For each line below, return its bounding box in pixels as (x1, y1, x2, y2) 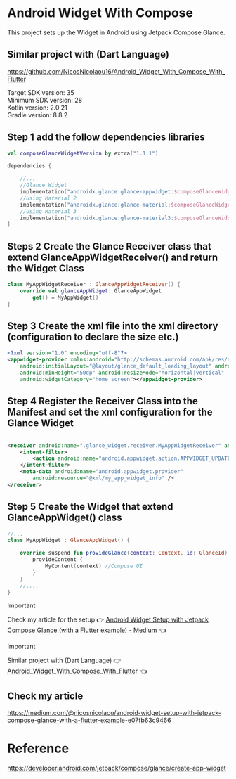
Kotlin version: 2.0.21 (7, 103, 68, 112)
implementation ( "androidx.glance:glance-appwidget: (20, 188, 174, 195)
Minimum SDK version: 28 (7, 96, 83, 104)
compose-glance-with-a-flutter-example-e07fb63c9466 (7, 716, 171, 725)
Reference (7, 740, 69, 757)
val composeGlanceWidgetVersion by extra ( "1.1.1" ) (7, 150, 159, 157)
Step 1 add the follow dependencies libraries (7, 131, 205, 143)
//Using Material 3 (20, 207, 77, 215)
